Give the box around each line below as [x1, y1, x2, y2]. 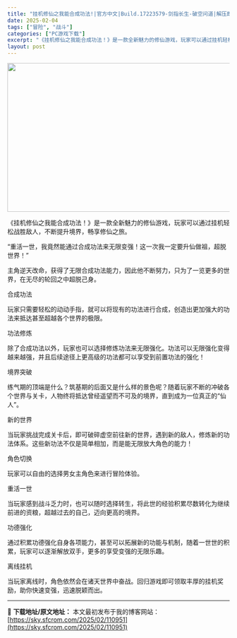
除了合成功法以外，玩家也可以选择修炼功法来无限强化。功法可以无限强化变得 [7, 344, 230, 352]
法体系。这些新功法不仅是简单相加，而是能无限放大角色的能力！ [7, 439, 193, 447]
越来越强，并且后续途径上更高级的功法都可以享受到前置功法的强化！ [7, 353, 205, 361]
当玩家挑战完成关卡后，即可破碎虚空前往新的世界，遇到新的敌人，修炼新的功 [7, 430, 230, 439]
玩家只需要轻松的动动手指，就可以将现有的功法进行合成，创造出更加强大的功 [7, 305, 230, 313]
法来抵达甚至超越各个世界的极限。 [7, 314, 107, 322]
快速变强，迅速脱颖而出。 [31, 586, 107, 594]
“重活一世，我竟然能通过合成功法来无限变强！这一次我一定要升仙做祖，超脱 [7, 242, 227, 251]
